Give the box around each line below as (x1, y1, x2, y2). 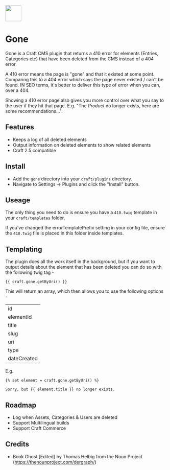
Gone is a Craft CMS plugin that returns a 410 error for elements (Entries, (5, 50, 159, 56)
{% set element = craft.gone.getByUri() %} (5, 378, 100, 383)
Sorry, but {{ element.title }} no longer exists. (5, 387, 115, 392)
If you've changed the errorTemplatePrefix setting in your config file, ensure (5, 225, 165, 231)
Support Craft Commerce (12, 425, 66, 431)
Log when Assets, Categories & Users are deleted (12, 414, 118, 420)
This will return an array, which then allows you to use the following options (5, 288, 164, 294)
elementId (8, 314, 32, 321)
